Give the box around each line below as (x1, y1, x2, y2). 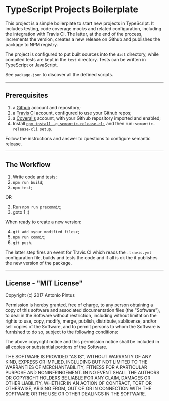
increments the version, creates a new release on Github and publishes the (5, 36, 160, 42)
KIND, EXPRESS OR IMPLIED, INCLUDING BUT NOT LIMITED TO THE (5, 359, 148, 365)
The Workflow (5, 160, 51, 169)
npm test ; (12, 184, 33, 190)
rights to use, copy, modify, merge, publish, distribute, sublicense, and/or (5, 318, 157, 324)
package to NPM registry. (5, 41, 58, 47)
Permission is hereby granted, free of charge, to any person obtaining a (5, 302, 153, 308)
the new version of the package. (5, 260, 72, 266)
